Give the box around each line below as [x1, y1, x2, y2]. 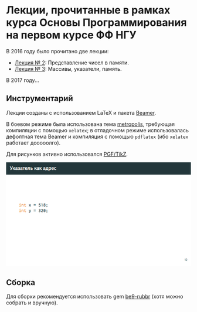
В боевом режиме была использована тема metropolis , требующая [6, 121, 175, 128]
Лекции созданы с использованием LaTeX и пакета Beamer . [6, 109, 157, 116]
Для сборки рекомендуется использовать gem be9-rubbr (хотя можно [6, 293, 184, 300]
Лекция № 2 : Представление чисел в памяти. [14, 59, 129, 66]
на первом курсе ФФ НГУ [6, 29, 137, 42]
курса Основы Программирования [6, 16, 187, 29]
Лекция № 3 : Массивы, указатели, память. [14, 65, 122, 72]
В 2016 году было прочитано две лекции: [6, 47, 109, 54]
